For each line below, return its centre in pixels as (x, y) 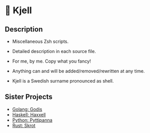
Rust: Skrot (24, 125)
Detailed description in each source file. (54, 51)
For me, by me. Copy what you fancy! (52, 61)
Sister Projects (29, 97)
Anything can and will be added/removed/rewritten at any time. (78, 71)
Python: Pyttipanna (32, 120)
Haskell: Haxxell (29, 115)
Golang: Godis (27, 109)
